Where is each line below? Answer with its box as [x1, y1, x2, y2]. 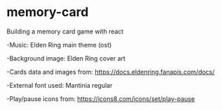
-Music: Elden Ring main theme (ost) [6, 40, 112, 49]
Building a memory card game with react [6, 27, 124, 36]
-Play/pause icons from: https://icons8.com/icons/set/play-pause [6, 95, 195, 103]
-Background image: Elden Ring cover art [6, 54, 126, 63]
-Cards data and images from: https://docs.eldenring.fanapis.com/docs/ [6, 68, 215, 76]
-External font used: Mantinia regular [6, 81, 113, 89]
